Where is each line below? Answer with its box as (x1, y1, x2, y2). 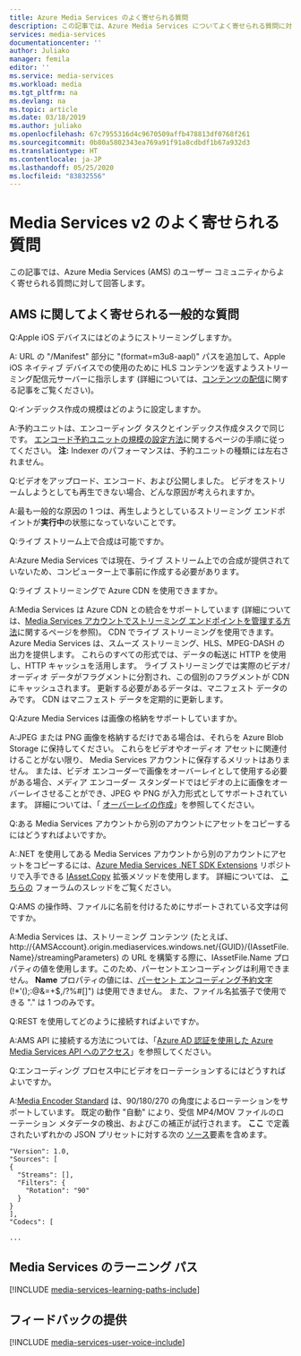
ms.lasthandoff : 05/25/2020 (9, 163, 115, 172)
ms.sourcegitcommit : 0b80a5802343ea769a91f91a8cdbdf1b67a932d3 (9, 138, 251, 147)
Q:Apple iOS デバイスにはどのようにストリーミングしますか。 (9, 333, 237, 342)
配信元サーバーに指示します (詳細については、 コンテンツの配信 (32, 374, 266, 384)
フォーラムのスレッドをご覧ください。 (34, 882, 176, 893)
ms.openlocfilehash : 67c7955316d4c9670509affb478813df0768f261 (9, 130, 251, 139)
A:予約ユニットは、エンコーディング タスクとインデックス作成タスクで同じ (9, 423, 286, 433)
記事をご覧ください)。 (16, 384, 99, 395)
